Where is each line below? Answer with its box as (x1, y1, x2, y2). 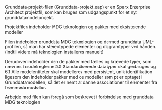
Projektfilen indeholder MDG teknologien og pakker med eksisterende (5, 24, 146, 30)
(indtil (5, 49, 17, 55)
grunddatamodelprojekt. (5, 15, 54, 20)
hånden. (139, 44, 157, 49)
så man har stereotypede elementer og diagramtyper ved (23, 44, 139, 49)
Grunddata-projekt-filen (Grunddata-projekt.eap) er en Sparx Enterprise (5, 4, 151, 10)
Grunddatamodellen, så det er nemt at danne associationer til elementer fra (5, 79, 157, 85)
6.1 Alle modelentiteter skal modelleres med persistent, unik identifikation (5, 69, 153, 75)
